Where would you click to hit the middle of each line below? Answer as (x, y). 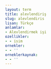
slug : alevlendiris (25, 18)
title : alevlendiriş (26, 14)
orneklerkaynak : (21, 55)
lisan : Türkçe (19, 23)
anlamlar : (15, 28)
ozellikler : (17, 37)
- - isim (14, 41)
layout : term (18, 9)
